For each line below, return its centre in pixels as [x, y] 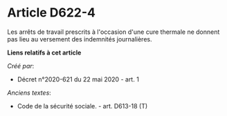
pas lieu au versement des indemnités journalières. [80, 39]
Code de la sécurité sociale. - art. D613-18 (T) [82, 106]
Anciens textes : [29, 93]
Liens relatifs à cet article [44, 52]
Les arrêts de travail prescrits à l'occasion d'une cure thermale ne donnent [113, 32]
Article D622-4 [51, 13]
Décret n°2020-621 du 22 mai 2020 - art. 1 [78, 79]
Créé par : [21, 66]
